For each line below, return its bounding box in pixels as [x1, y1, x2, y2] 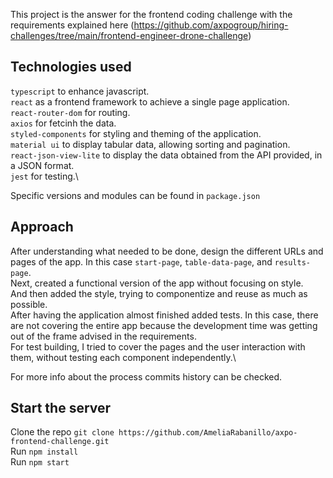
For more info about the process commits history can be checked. [10, 370, 283, 383]
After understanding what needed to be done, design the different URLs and [10, 245, 324, 257]
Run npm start [10, 456, 70, 468]
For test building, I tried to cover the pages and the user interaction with [10, 340, 306, 353]
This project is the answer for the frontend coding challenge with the [10, 9, 293, 20]
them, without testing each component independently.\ [10, 351, 237, 363]
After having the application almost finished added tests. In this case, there [10, 309, 319, 321]
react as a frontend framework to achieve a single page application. [10, 95, 290, 108]
